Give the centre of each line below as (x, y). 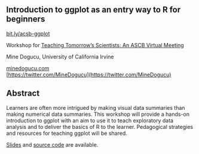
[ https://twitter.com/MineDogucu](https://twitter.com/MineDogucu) (89, 75)
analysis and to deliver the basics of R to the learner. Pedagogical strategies (99, 127)
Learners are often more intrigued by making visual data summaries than (96, 107)
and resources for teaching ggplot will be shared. (67, 133)
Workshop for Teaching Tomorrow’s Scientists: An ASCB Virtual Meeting (95, 45)
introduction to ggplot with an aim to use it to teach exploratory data (90, 120)
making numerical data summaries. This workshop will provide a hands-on (98, 114)
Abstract (23, 93)
